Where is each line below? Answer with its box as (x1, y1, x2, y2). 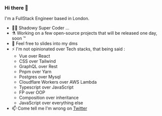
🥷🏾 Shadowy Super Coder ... (11, 25, 69, 31)
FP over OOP (19, 90, 46, 95)
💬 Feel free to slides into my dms (11, 41, 78, 46)
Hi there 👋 (4, 4, 29, 11)
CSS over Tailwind (19, 58, 56, 64)
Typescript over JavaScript (19, 84, 74, 90)
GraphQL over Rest (19, 64, 58, 70)
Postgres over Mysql (19, 74, 61, 80)
